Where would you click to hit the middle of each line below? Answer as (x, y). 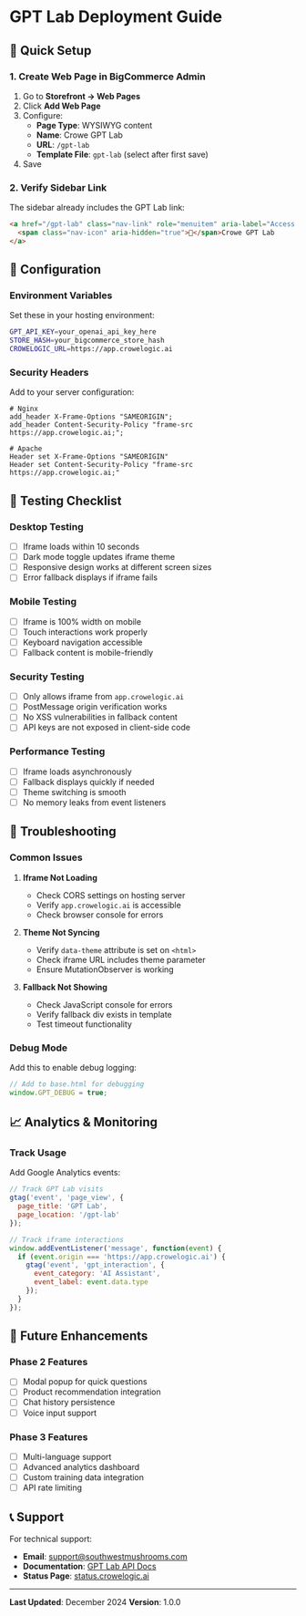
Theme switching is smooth (74, 792)
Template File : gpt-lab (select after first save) (122, 154)
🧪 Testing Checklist (66, 500)
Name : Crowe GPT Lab (79, 135)
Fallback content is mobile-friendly (88, 652)
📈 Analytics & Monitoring (83, 1122)
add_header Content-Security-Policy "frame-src (102, 425)
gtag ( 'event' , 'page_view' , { (67, 1198)
